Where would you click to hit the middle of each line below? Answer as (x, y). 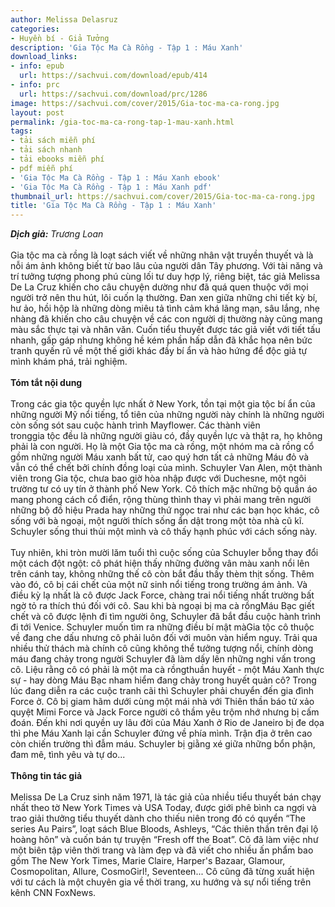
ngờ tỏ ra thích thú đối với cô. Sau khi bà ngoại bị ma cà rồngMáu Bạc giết (162, 606)
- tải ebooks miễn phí (57, 159)
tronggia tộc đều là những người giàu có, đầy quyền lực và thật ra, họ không (166, 436)
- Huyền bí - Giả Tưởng (60, 38)
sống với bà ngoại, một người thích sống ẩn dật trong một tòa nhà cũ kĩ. (157, 521)
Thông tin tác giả (46, 776)
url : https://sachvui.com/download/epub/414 (113, 76)
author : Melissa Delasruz (64, 19)
